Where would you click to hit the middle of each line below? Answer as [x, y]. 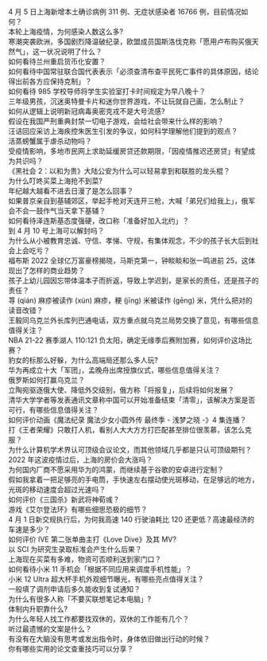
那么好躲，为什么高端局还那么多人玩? [97, 360]
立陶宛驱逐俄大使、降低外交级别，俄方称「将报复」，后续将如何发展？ [121, 390]
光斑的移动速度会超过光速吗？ [57, 489]
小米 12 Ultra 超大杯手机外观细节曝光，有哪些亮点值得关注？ [106, 579]
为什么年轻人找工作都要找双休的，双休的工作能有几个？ [99, 619]
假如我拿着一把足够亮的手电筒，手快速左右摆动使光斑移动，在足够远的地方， [133, 479]
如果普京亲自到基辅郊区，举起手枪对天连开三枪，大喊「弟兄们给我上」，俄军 [132, 201]
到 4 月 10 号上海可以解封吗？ [56, 231]
